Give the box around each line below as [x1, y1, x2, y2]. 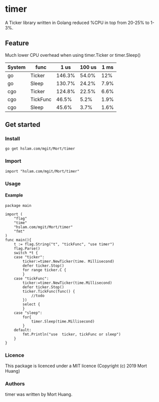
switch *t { [14, 250, 38, 255]
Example [5, 192, 23, 198]
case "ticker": [14, 254, 45, 259]
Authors [5, 380, 25, 387]
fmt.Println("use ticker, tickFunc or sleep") [22, 332, 121, 337]
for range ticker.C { [22, 267, 67, 273]
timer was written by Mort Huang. [5, 391, 73, 398]
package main [5, 203, 32, 208]
